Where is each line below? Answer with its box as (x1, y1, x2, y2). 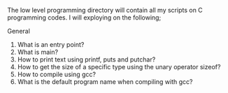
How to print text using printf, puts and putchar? (17, 55, 156, 64)
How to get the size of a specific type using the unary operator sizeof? (17, 63, 221, 71)
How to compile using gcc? (17, 70, 97, 78)
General (7, 27, 30, 35)
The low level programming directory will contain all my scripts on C (7, 6, 203, 14)
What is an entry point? (17, 41, 85, 48)
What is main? (17, 48, 58, 56)
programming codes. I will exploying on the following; (7, 13, 162, 22)
